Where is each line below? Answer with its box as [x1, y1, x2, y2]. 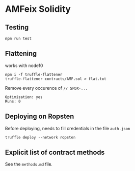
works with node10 [5, 63, 43, 68]
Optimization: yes [5, 95, 43, 100]
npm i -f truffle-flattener [5, 72, 63, 77]
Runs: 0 [5, 99, 21, 104]
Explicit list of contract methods [5, 148, 105, 157]
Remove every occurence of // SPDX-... [5, 85, 88, 91]
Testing [5, 23, 29, 32]
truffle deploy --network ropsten [5, 135, 76, 140]
